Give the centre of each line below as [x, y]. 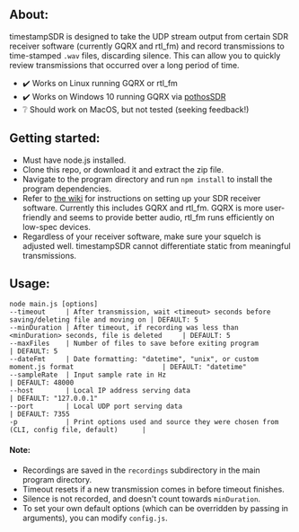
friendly [37, 217]
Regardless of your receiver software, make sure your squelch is [142, 236]
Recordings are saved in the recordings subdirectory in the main [141, 470]
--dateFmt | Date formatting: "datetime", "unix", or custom [134, 359]
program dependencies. [67, 189]
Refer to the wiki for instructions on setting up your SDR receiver [141, 198]
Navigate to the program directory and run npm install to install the [147, 179]
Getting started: [55, 138]
